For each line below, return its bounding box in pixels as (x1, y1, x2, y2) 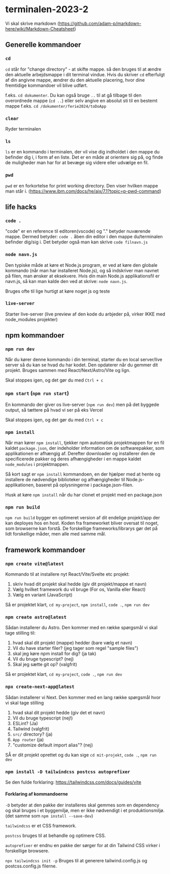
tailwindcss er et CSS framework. (5, 823, 77, 829)
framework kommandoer (5, 545, 86, 554)
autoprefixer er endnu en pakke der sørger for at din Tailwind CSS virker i (5, 842, 160, 849)
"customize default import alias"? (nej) (12, 742, 93, 748)
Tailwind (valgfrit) (12, 726, 50, 732)
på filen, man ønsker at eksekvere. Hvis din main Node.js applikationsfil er (5, 273, 160, 279)
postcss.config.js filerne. (5, 863, 57, 869)
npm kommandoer (5, 331, 64, 340)
